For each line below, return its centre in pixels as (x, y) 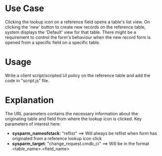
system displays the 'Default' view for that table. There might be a (71, 32)
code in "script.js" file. (27, 80)
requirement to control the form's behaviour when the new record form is (78, 37)
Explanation (29, 100)
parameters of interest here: (33, 124)
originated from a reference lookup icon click (57, 138)
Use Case (25, 8)
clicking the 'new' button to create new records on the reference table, (75, 27)
